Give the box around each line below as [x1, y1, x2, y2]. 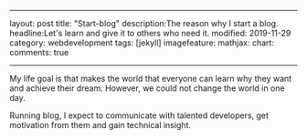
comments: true [9, 47, 69, 57]
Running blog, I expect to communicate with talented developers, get [9, 110, 270, 121]
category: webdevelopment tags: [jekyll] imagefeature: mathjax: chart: [9, 37, 274, 48]
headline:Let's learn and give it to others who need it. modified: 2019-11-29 [9, 28, 291, 38]
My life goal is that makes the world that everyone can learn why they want [9, 74, 292, 84]
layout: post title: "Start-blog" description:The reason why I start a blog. [9, 18, 279, 28]
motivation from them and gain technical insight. [9, 120, 192, 130]
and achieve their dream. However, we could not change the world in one [9, 83, 285, 94]
